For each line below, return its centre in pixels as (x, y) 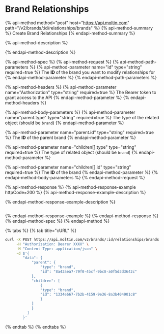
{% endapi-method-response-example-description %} (60, 202)
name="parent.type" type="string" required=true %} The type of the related (82, 117)
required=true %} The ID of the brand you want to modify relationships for (80, 72)
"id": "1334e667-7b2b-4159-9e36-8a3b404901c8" (89, 295)
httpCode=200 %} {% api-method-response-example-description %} (76, 192)
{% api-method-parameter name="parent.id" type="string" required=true (80, 132)
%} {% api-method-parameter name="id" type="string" (86, 67)
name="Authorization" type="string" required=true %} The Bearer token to (81, 92)
